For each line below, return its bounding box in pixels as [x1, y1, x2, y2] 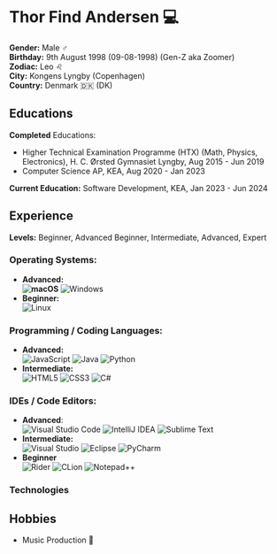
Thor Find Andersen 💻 [9, 7, 180, 27]
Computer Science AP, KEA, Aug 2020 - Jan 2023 [21, 165, 205, 176]
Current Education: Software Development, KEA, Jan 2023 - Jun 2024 [9, 182, 268, 193]
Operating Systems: [9, 254, 97, 266]
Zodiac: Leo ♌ [9, 61, 64, 72]
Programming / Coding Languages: [9, 324, 164, 336]
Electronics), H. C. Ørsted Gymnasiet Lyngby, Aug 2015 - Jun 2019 [21, 156, 265, 166]
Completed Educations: [9, 129, 96, 140]
